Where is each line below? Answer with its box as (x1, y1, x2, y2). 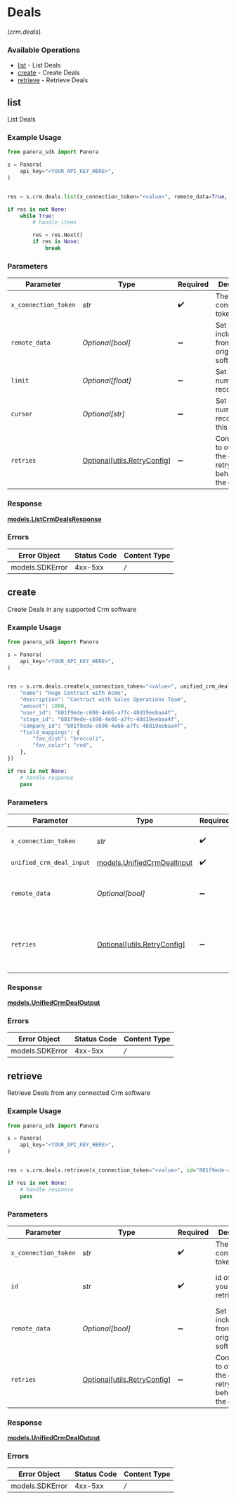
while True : (20, 212, 55, 219)
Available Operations (7, 45, 81, 55)
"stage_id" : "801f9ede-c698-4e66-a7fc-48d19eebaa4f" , (20, 715, 181, 723)
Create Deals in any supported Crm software (7, 605, 137, 613)
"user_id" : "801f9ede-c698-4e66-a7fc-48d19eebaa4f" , (20, 709, 178, 716)
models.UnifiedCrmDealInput (97, 858, 193, 868)
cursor (11, 410, 33, 418)
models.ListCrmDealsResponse (7, 515, 102, 523)
